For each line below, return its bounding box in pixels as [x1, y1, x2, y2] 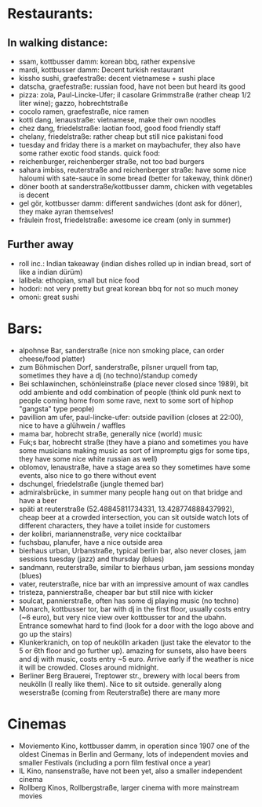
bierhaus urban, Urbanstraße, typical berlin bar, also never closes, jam [18, 546, 246, 555]
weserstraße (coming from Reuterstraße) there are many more [18, 688, 220, 697]
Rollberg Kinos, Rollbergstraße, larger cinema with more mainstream [18, 783, 240, 792]
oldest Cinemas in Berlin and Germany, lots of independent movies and [18, 749, 249, 758]
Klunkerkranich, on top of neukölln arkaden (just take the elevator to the [18, 637, 252, 647]
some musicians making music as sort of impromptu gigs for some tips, [18, 445, 250, 455]
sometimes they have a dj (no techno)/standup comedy [18, 371, 198, 380]
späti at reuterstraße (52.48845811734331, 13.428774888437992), [18, 504, 235, 513]
